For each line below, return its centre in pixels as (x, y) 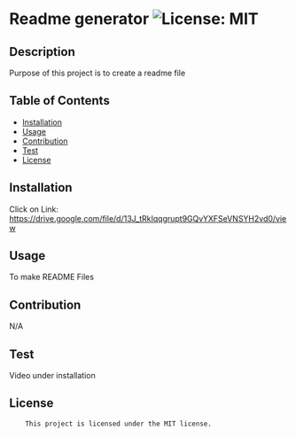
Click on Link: (34, 209)
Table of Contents (60, 101)
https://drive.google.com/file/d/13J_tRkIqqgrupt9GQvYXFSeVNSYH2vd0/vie (148, 218)
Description (42, 52)
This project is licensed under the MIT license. (119, 424)
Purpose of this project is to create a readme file (97, 73)
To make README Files (52, 277)
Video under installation (52, 376)
